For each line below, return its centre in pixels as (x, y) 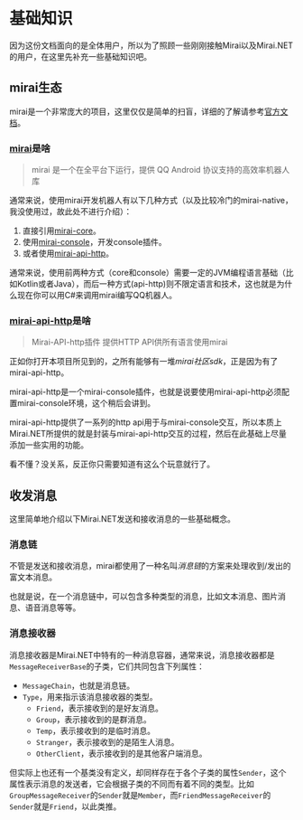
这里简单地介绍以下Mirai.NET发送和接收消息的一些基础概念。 (123, 519)
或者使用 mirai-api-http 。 (68, 253)
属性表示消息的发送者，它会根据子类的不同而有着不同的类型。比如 (132, 784)
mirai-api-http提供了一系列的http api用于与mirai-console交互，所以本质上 (146, 422)
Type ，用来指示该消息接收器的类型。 (90, 696)
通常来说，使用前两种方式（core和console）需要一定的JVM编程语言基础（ (147, 273)
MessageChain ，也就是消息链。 (78, 685)
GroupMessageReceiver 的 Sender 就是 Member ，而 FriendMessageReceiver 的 (140, 795)
